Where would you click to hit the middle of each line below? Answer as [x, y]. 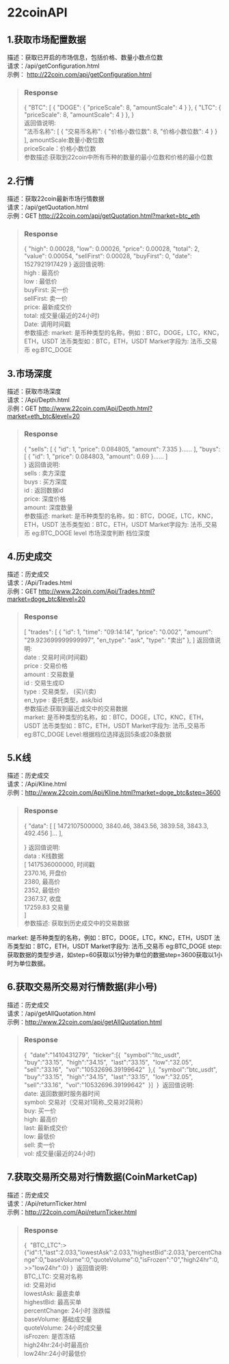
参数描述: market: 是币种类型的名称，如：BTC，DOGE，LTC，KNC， [120, 516]
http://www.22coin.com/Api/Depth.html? [95, 408]
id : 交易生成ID [44, 682]
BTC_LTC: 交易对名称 [53, 1276]
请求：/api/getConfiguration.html [53, 66]
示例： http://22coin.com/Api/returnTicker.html [72, 1212]
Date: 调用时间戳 [47, 324]
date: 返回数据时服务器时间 [62, 1093]
